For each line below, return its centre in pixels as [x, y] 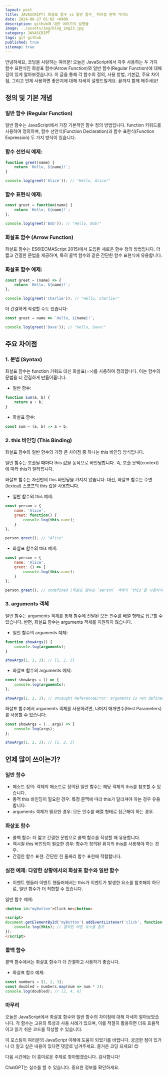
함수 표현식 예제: [24, 194]
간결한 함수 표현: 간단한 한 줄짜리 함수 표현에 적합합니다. [67, 856]
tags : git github [23, 38]
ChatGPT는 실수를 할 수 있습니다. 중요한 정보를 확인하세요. [62, 1068]
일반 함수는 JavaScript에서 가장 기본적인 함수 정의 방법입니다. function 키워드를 [83, 125]
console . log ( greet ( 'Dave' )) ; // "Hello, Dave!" [56, 327]
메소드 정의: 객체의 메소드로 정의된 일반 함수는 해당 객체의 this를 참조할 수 [84, 786]
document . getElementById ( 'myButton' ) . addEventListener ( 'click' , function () [86, 923]
